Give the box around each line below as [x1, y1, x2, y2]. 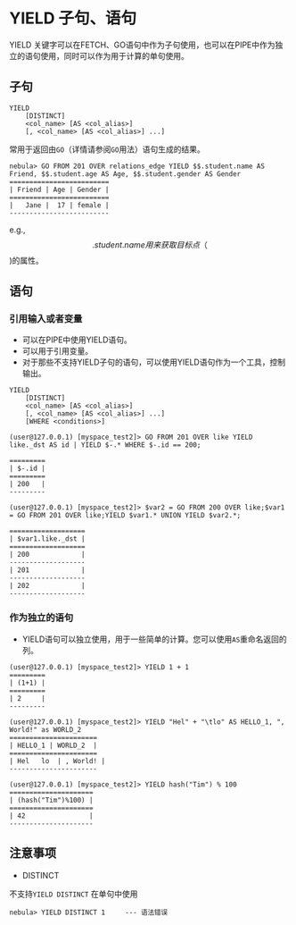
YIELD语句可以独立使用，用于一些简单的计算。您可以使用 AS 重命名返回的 [21, 634, 287, 644]
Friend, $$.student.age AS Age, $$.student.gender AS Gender [9, 169, 242, 179]
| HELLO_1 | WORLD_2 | [9, 741, 98, 750]
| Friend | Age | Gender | [9, 185, 110, 194]
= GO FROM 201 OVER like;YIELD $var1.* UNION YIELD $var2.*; [9, 511, 242, 520]
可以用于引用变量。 [21, 346, 94, 357]
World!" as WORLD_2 [9, 725, 82, 734]
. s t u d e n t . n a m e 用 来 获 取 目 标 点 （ [92, 239, 208, 250]
